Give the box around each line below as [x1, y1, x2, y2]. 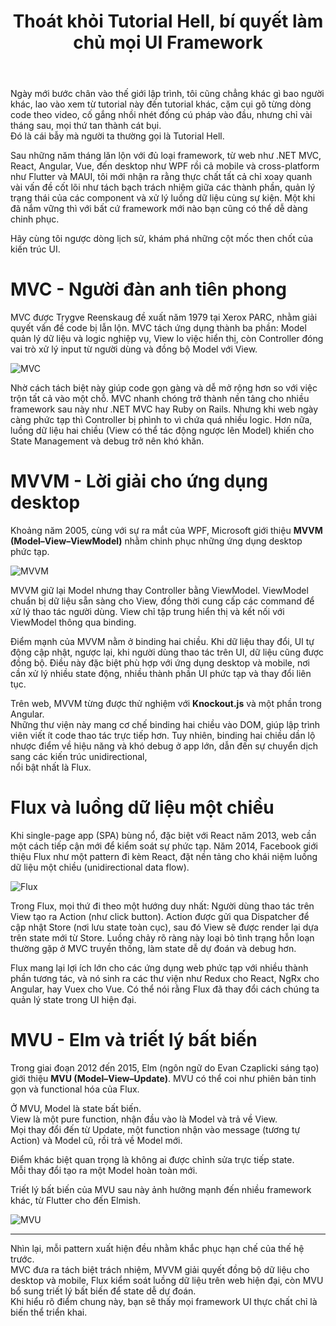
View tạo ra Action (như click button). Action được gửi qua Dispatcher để [10, 911, 310, 922]
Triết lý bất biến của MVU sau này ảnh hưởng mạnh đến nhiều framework [10, 1183, 312, 1195]
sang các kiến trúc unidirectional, [10, 751, 148, 763]
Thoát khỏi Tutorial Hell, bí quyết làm [12, 10, 324, 33]
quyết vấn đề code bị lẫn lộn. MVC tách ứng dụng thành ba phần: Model [10, 322, 307, 334]
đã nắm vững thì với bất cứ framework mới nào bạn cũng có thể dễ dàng [10, 203, 308, 215]
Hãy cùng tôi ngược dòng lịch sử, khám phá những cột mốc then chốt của [10, 233, 313, 245]
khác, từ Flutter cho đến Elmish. [10, 1194, 142, 1206]
